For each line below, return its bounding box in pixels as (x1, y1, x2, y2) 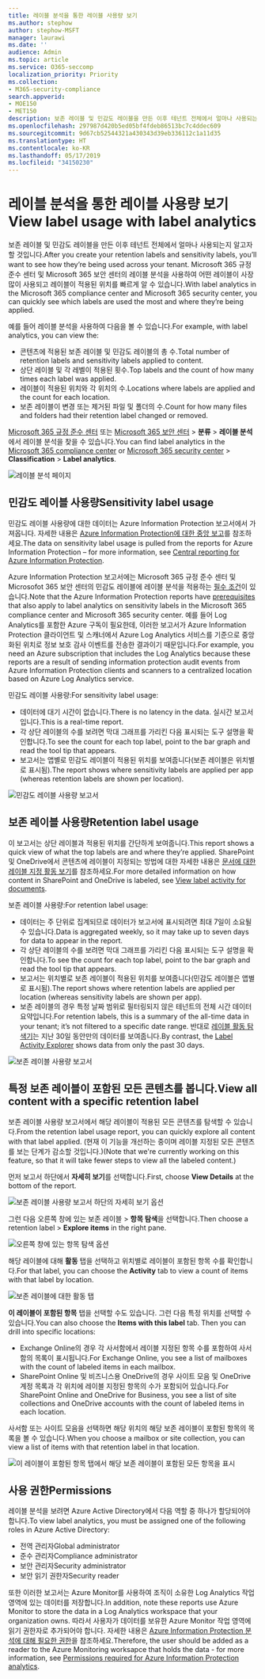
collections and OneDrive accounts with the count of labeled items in (19, 1399, 244, 1408)
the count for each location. (19, 393, 111, 402)
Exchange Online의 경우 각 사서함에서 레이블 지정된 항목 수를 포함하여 (19, 1343, 237, 1353)
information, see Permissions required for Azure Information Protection (8, 1653, 240, 1663)
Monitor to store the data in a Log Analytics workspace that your (8, 1607, 218, 1616)
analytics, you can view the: (8, 330, 99, 341)
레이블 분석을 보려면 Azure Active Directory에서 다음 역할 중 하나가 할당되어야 (8, 1506, 251, 1516)
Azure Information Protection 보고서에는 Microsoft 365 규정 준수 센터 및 (8, 572, 237, 581)
